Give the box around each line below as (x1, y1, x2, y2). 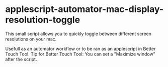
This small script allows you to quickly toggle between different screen (5, 30, 152, 36)
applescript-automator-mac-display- (5, 3, 164, 15)
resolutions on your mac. (5, 36, 57, 42)
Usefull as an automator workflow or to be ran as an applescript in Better (5, 45, 156, 51)
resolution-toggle (5, 14, 80, 25)
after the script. (5, 56, 37, 62)
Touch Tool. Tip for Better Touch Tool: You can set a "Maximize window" (5, 51, 156, 57)
